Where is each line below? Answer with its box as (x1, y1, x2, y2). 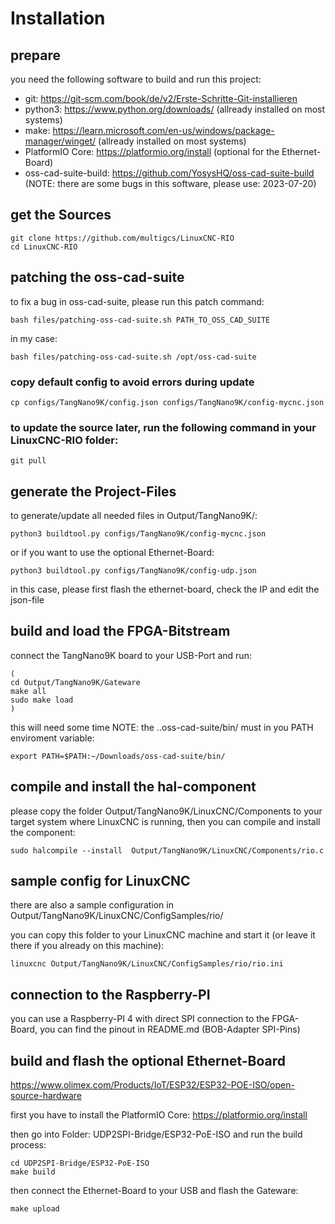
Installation (10, 7, 106, 30)
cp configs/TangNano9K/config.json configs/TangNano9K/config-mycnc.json (10, 397, 325, 407)
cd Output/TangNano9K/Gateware (10, 677, 141, 687)
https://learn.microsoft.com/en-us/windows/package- (52, 125, 275, 136)
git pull (10, 456, 47, 466)
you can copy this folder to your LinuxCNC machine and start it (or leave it (10, 929, 316, 941)
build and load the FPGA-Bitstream (10, 623, 231, 640)
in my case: (10, 332, 58, 344)
